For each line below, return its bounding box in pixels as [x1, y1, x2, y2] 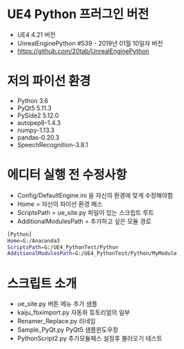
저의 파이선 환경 [7, 73, 91, 89]
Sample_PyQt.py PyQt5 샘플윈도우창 [17, 326, 119, 334]
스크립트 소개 [7, 276, 77, 291]
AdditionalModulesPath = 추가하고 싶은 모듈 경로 [17, 217, 152, 225]
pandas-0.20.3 [17, 133, 60, 142]
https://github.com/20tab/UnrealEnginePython [17, 46, 150, 55]
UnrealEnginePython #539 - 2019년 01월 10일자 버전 [17, 39, 163, 47]
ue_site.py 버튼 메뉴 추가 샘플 [17, 300, 98, 308]
